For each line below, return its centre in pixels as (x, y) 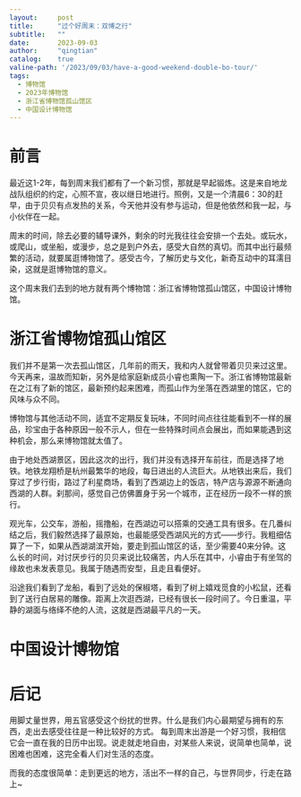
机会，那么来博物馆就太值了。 (72, 441)
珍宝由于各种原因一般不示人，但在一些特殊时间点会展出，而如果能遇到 (154, 429)
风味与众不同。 (37, 399)
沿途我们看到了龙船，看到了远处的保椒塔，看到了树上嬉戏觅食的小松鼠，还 (146, 587)
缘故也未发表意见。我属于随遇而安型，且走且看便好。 (107, 568)
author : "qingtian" (54, 51)
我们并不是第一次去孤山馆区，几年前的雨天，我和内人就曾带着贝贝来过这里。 (150, 366)
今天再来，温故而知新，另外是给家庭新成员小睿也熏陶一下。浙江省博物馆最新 (150, 377)
